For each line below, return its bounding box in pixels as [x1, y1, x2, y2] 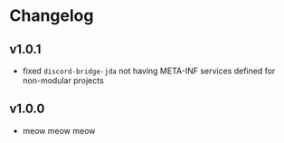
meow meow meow [22, 125, 96, 136]
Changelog [9, 5, 94, 26]
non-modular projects [22, 75, 104, 86]
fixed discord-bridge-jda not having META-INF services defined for [22, 65, 276, 76]
